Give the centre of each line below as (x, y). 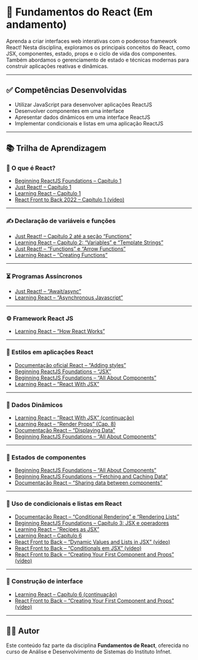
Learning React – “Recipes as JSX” (57, 529)
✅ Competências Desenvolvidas (67, 90)
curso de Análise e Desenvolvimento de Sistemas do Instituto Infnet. (89, 651)
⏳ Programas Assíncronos (44, 276)
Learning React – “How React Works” (60, 331)
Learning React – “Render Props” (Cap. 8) (65, 424)
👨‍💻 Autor (23, 631)
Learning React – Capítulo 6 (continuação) (66, 594)
